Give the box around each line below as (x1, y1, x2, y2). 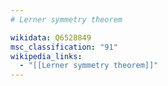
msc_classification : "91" (10, 42, 118, 52)
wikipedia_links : (10, 51, 83, 61)
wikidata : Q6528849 (10, 32, 92, 43)
